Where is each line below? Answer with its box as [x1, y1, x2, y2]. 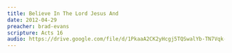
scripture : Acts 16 [7, 29, 64, 36]
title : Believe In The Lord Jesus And [7, 10, 119, 17]
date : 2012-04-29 [7, 17, 57, 23]
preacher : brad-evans [7, 23, 70, 30]
